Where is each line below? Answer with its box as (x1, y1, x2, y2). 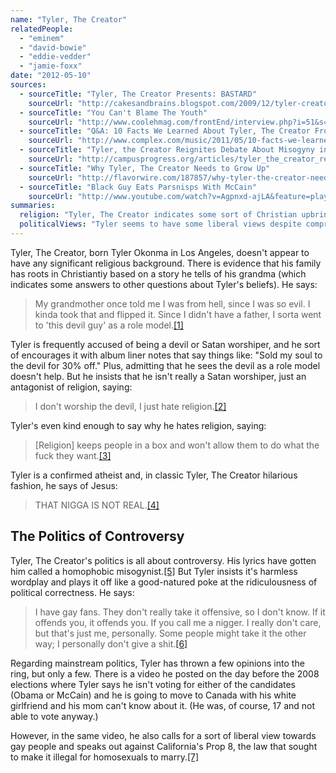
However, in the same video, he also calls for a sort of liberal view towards (10, 729, 317, 741)
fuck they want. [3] (34, 449, 112, 461)
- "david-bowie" (19, 42, 87, 53)
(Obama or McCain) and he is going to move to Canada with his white (10, 689, 297, 701)
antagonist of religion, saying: (10, 381, 133, 393)
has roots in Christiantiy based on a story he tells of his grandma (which (10, 267, 307, 280)
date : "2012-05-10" (10, 71, 92, 81)
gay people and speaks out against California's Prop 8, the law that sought (10, 740, 318, 752)
